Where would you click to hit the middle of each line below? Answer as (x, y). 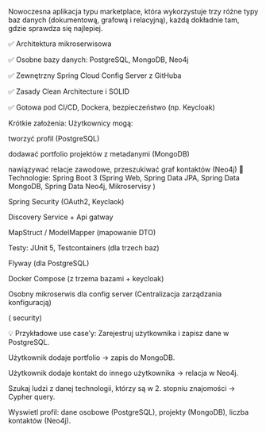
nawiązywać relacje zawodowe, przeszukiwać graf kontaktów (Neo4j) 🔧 (126, 169)
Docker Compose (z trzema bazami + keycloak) (86, 278)
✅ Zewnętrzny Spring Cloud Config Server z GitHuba (95, 75)
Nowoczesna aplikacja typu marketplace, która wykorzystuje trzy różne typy (133, 12)
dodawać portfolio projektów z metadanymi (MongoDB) (99, 154)
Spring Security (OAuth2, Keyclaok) (66, 201)
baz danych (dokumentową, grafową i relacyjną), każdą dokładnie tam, (124, 20)
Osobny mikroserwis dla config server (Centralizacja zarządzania (115, 294)
